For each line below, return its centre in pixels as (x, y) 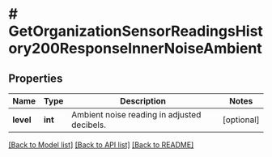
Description (143, 101)
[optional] (241, 120)
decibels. (89, 125)
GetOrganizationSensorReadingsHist (136, 31)
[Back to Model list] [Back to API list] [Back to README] (101, 145)
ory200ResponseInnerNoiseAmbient (136, 49)
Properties (36, 78)
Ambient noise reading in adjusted (136, 115)
